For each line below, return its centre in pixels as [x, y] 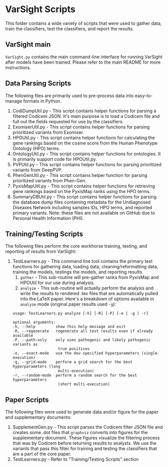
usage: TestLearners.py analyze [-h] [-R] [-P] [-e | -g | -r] [80, 314]
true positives [74, 349]
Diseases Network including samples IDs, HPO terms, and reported [82, 207]
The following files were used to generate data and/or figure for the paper [82, 412]
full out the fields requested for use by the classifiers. [68, 121]
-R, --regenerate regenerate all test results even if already [82, 331]
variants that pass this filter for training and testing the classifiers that [85, 449]
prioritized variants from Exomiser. [48, 132]
